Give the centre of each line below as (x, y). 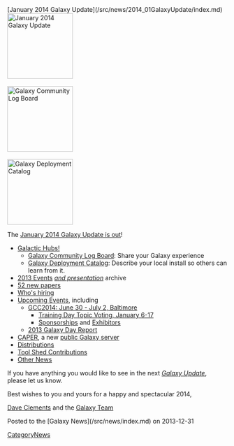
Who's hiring (36, 293)
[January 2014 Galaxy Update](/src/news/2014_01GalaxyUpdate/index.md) (115, 9)
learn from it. (46, 270)
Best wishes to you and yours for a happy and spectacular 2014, (100, 394)
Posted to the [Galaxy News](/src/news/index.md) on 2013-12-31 (101, 421)
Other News (35, 359)
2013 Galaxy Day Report (63, 330)
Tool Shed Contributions (52, 352)
